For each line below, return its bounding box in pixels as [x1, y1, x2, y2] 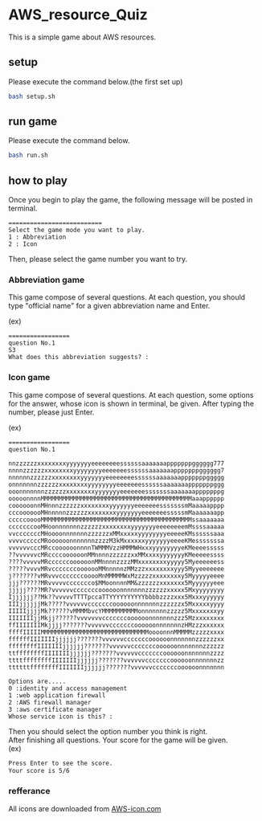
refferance [8, 786, 51, 797]
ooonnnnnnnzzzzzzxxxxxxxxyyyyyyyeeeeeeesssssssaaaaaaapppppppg [8, 488, 225, 496]
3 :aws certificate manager [8, 705, 103, 713]
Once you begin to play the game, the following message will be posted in [8, 195, 253, 205]
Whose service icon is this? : [8, 713, 113, 721]
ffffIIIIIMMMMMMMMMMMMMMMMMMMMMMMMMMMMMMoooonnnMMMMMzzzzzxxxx [8, 628, 225, 636]
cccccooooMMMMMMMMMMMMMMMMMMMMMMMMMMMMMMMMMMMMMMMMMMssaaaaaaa [8, 516, 225, 524]
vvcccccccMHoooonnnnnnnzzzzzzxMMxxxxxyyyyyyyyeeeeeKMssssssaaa [8, 529, 225, 537]
